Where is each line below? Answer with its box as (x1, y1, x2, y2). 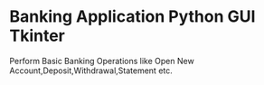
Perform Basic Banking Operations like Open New (9, 55, 194, 66)
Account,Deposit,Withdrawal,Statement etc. (9, 65, 174, 76)
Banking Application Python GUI (9, 6, 256, 27)
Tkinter (9, 25, 66, 46)
